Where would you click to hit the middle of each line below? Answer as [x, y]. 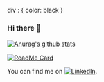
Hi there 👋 [24, 28]
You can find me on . [52, 72]
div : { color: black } [35, 10]
